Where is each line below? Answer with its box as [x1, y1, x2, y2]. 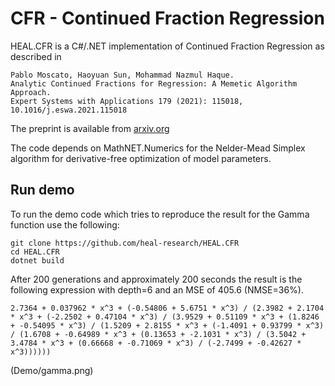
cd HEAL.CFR [10, 247, 60, 257]
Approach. [10, 87, 52, 97]
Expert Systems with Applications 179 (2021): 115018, [10, 96, 244, 106]
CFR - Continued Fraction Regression [10, 7, 325, 30]
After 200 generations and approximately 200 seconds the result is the [10, 273, 303, 285]
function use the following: [10, 218, 120, 231]
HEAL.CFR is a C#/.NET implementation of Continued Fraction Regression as [10, 40, 325, 52]
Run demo [10, 182, 75, 199]
